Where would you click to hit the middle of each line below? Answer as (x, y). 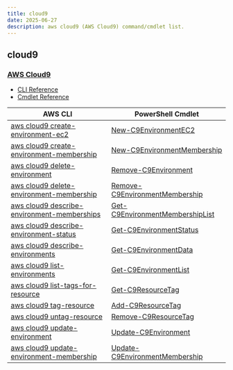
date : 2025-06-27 (32, 20)
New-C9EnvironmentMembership (166, 150)
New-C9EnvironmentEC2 (153, 131)
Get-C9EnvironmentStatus (155, 230)
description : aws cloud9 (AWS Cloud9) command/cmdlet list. (96, 26)
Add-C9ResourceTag (146, 305)
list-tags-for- (74, 285)
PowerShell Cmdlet (167, 114)
